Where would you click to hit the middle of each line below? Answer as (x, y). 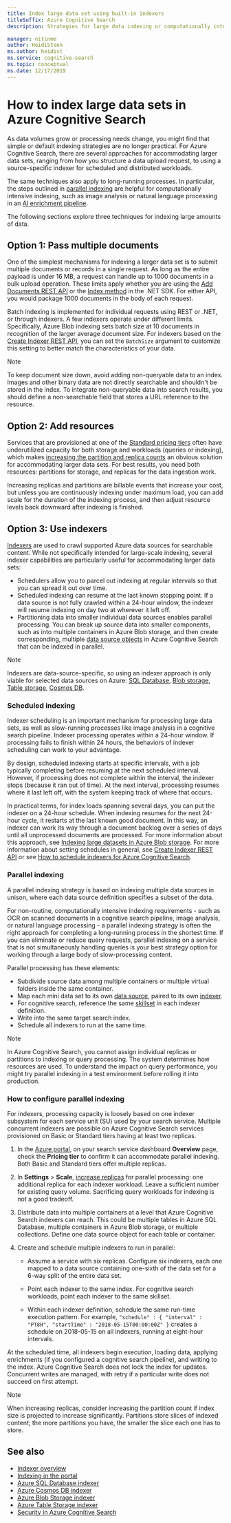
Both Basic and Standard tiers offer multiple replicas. (92, 1164)
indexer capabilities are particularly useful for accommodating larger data (111, 560)
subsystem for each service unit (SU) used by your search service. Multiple (114, 1121)
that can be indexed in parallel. (60, 647)
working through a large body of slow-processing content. (90, 954)
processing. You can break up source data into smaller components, (114, 624)
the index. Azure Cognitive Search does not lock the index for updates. (107, 1367)
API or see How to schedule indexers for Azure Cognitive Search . (99, 857)
